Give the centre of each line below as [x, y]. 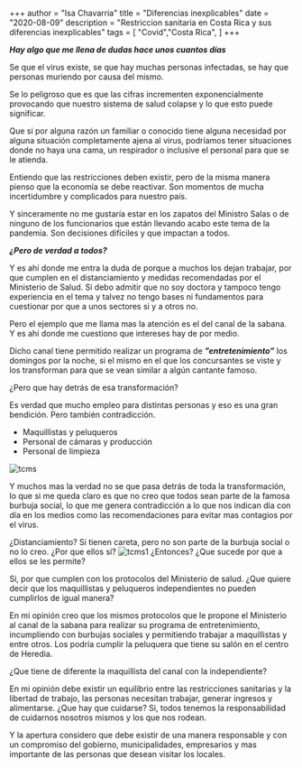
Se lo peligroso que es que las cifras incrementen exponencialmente [137, 94]
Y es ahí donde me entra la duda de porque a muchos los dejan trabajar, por [151, 268]
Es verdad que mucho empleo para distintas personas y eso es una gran [144, 405]
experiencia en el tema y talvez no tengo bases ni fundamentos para [137, 296]
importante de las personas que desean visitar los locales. [118, 754]
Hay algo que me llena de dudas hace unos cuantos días [118, 50]
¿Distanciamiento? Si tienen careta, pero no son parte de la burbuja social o [150, 542]
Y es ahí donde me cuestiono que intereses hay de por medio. [125, 333]
